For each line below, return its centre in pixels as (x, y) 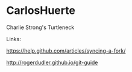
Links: (14, 39)
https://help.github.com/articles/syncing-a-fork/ (66, 51)
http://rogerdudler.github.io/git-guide (52, 62)
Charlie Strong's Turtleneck (40, 27)
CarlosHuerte (41, 11)
